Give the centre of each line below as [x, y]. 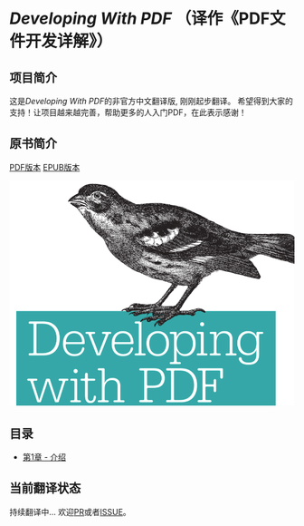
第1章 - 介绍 [44, 457]
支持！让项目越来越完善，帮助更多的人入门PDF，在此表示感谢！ [128, 112]
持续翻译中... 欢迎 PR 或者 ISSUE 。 [70, 511]
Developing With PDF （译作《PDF [140, 19]
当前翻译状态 [45, 488]
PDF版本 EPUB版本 [45, 167]
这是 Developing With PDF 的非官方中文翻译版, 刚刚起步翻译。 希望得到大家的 [152, 101]
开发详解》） [69, 41]
